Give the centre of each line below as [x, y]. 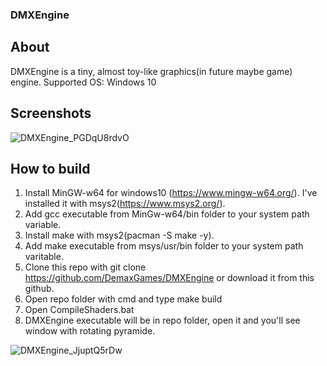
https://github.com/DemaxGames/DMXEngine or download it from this [169, 278]
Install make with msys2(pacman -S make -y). [119, 235]
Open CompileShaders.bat [79, 310]
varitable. [44, 257]
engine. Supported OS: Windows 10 [83, 82]
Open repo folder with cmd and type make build [123, 299]
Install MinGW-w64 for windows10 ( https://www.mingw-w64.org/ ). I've [171, 193]
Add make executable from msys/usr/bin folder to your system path [164, 246]
